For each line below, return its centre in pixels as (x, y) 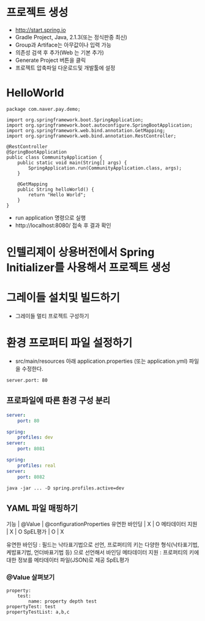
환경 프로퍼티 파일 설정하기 (69, 343)
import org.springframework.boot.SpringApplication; (75, 120)
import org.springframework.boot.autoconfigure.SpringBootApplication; (99, 125)
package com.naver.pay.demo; (43, 109)
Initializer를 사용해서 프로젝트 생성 (88, 268)
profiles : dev (35, 437)
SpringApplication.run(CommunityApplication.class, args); (105, 168)
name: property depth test (63, 601)
